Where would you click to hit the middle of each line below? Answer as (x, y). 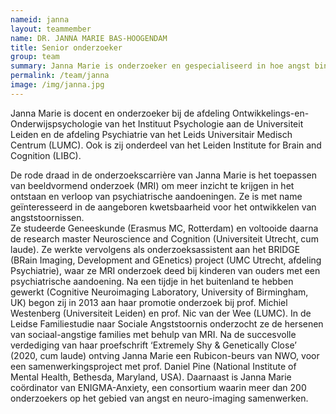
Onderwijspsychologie (56, 123)
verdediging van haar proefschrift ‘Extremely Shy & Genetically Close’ (153, 345)
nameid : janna (40, 19)
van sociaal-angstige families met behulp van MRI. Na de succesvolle (153, 334)
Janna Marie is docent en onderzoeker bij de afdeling (120, 113)
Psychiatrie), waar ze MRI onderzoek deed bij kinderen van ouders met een (165, 270)
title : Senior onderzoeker (66, 47)
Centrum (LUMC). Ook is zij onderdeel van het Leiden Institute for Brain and (166, 145)
